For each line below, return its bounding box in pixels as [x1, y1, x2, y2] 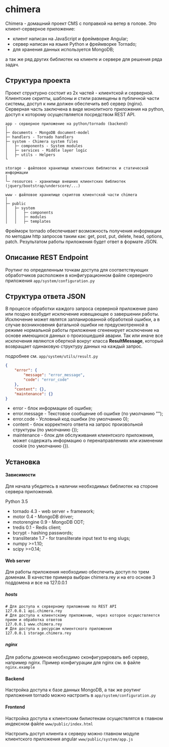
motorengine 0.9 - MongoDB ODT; [12, 519, 85, 525]
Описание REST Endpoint [5, 253, 89, 262]
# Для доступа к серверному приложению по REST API [5, 604, 117, 609]
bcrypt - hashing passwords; [12, 529, 74, 536]
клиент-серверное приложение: [5, 25, 75, 31]
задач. [5, 61, 19, 67]
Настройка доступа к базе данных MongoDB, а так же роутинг [5, 687, 141, 693]
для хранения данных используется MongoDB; [12, 46, 114, 52]
